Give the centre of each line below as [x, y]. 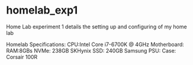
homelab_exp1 [42, 10]
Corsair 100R [22, 57]
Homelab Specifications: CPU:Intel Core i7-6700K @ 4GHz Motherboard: [95, 44]
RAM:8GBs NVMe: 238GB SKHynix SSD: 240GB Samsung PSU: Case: [91, 50]
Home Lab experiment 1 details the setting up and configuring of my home [97, 27]
